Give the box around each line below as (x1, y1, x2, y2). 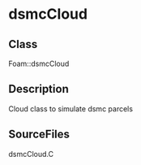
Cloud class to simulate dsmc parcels (8, 103, 134, 114)
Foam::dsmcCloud (8, 59, 70, 68)
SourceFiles (8, 128, 70, 141)
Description (8, 82, 69, 96)
